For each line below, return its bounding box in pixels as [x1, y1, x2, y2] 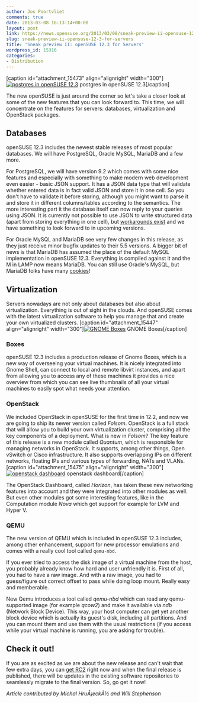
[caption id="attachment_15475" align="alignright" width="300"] [6, 463, 164, 470]
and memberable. [6, 584, 49, 591]
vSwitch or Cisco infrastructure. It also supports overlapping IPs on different [6, 451, 192, 458]
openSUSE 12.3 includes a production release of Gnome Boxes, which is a [6, 353, 187, 361]
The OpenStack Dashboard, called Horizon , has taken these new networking [6, 481, 193, 488]
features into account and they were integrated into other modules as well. [6, 488, 188, 495]
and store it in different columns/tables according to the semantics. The [6, 199, 181, 207]
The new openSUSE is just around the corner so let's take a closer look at [6, 92, 186, 99]
